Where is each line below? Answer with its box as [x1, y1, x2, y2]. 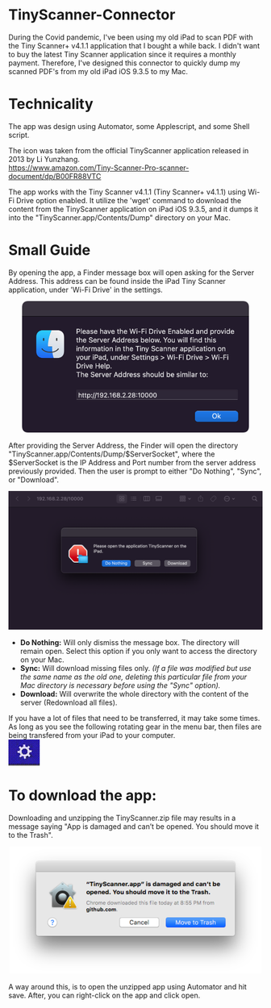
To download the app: [8, 786, 157, 805]
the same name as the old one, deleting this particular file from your [19, 672, 248, 681]
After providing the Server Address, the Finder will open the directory [8, 441, 239, 451]
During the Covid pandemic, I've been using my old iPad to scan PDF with [8, 32, 254, 42]
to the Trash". [8, 830, 54, 839]
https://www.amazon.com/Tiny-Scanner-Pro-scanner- [8, 163, 190, 173]
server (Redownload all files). [19, 698, 118, 707]
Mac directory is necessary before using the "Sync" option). [19, 680, 221, 690]
